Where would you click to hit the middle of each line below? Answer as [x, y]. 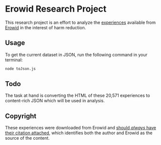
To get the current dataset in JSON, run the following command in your [76, 54]
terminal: [14, 60]
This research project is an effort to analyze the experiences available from [80, 22]
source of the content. [27, 138]
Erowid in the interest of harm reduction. [46, 27]
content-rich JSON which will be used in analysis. [55, 101]
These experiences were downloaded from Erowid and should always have [81, 128]
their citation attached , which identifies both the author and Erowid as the [79, 133]
